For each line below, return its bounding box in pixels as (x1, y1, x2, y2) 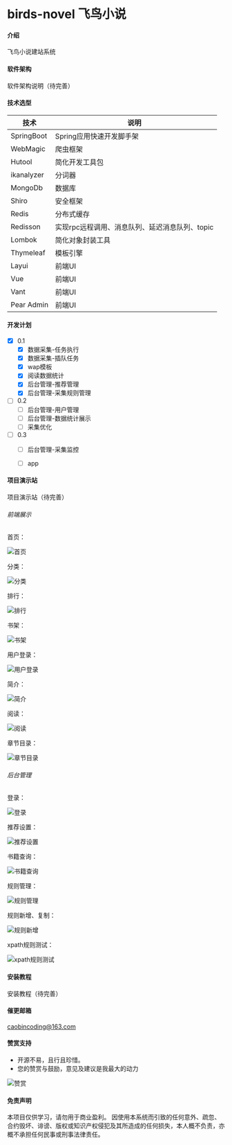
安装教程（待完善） (7, 989, 62, 997)
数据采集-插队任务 (27, 354, 79, 362)
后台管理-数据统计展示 (27, 414, 92, 423)
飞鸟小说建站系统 (7, 48, 56, 56)
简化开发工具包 (55, 157, 104, 167)
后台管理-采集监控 (27, 445, 79, 454)
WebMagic (10, 143, 46, 153)
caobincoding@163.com (7, 1022, 76, 1031)
